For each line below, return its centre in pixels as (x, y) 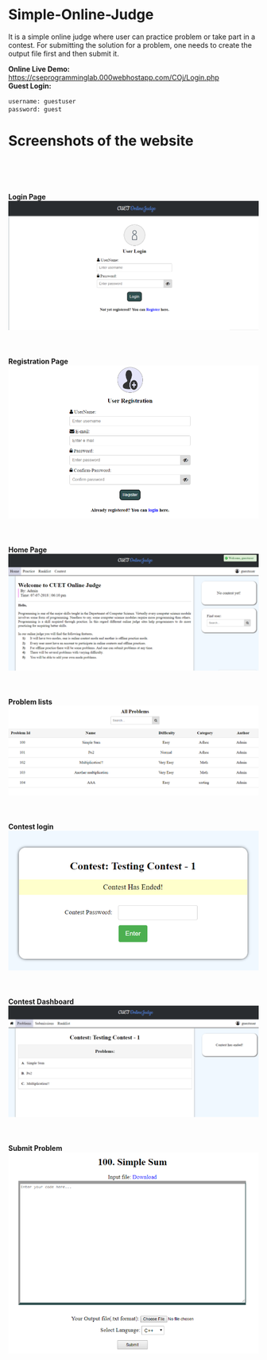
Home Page (28, 550)
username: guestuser (43, 101)
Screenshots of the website (101, 141)
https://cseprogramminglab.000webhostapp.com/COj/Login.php (114, 77)
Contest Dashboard (41, 1002)
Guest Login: (30, 86)
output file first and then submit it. (64, 53)
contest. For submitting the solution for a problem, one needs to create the (130, 45)
